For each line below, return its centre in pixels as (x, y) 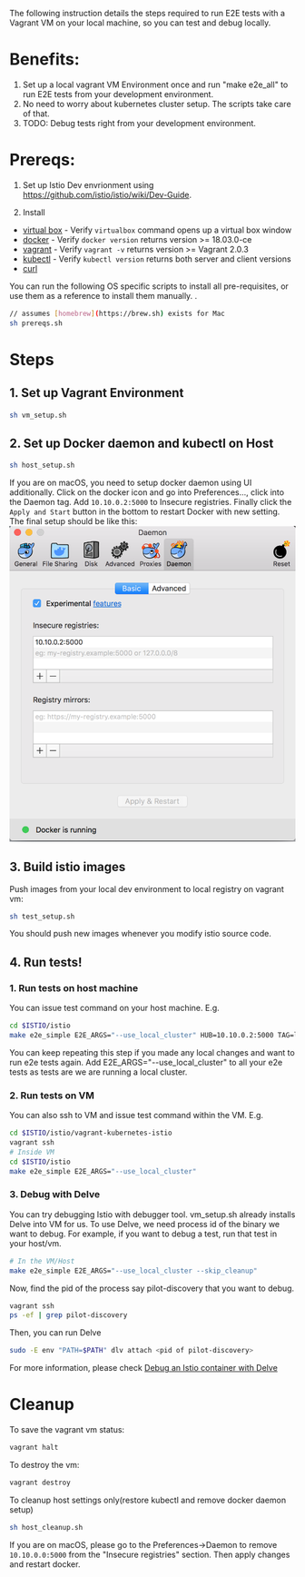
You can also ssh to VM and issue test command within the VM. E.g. (137, 1116)
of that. (36, 114)
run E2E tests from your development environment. (118, 94)
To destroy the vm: (44, 1465)
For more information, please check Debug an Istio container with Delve (144, 1368)
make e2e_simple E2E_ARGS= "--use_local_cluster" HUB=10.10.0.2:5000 (142, 1035)
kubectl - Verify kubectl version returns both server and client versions (157, 259)
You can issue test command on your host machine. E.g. (114, 1008)
